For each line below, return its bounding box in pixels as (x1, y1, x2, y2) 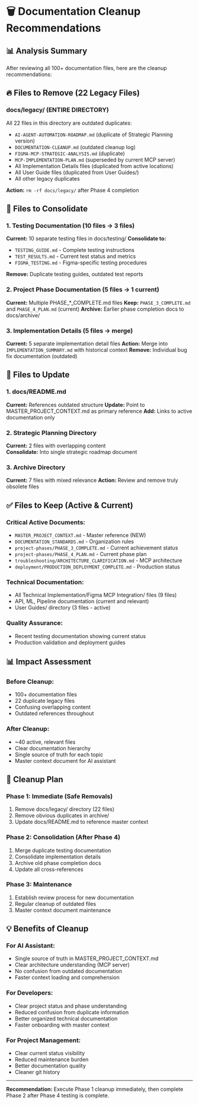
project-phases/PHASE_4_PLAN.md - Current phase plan (14, 550, 147, 557)
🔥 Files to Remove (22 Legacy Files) (6, 88, 140, 98)
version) (14, 137, 36, 144)
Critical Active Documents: (6, 518, 86, 526)
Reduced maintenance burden (14, 1056, 89, 1063)
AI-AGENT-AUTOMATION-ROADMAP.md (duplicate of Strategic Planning (14, 131, 173, 138)
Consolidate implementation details (14, 853, 101, 860)
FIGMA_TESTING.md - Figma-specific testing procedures (14, 259, 147, 266)
